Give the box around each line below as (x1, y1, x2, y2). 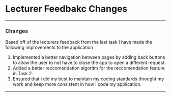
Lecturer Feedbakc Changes (5, 3, 128, 15)
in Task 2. (12, 71, 33, 77)
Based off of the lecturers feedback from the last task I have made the (5, 39, 153, 45)
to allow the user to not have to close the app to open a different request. (12, 59, 166, 66)
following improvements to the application (5, 44, 93, 51)
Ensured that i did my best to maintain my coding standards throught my (12, 76, 164, 82)
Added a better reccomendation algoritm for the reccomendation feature (12, 65, 165, 71)
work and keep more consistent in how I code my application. (12, 81, 141, 87)
